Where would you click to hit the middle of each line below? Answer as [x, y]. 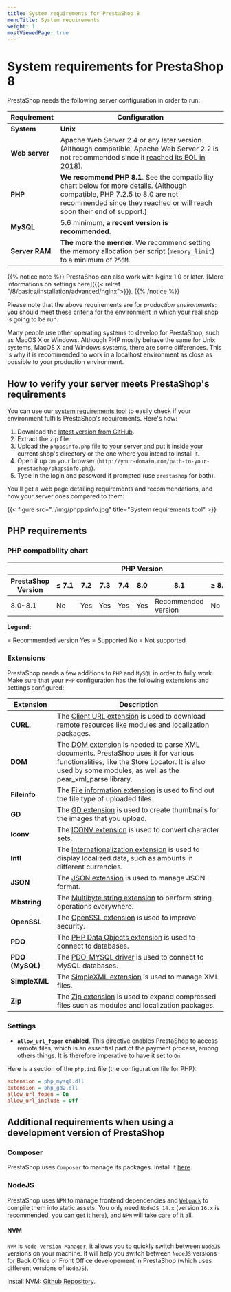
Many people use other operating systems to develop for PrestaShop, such [113, 333]
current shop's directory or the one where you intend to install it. [108, 454]
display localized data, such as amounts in [125, 858]
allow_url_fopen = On [38, 1094]
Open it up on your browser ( [58, 461]
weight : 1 [21, 26]
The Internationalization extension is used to [129, 849]
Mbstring [26, 902]
